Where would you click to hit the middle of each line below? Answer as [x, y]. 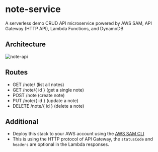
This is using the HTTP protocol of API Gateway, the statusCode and [83, 139]
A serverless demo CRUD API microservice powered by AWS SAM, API [79, 23]
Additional [22, 122]
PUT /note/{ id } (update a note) [46, 100]
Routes [17, 72]
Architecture [26, 45]
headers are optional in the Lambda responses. [61, 144]
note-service [33, 9]
